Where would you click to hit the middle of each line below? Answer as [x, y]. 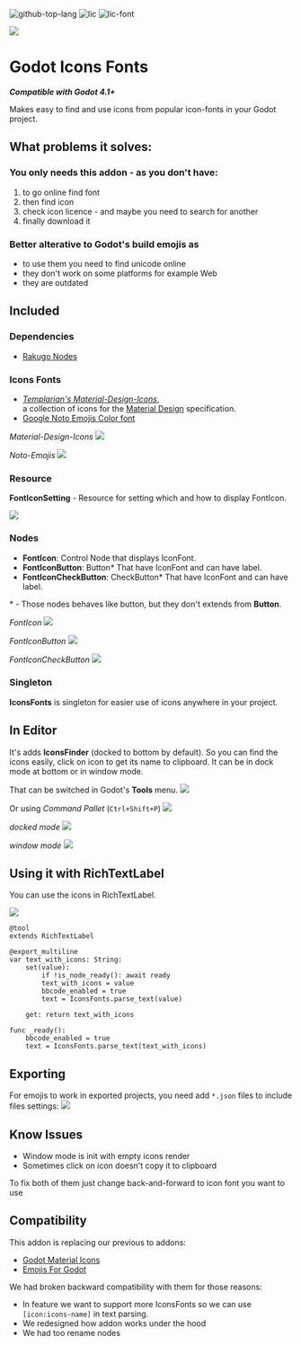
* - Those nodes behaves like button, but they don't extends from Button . [146, 604]
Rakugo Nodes [50, 356]
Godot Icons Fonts [79, 67]
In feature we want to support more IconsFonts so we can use [137, 1304]
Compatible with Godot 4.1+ [62, 92]
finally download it [56, 221]
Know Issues [46, 1134]
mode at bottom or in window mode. [76, 771]
